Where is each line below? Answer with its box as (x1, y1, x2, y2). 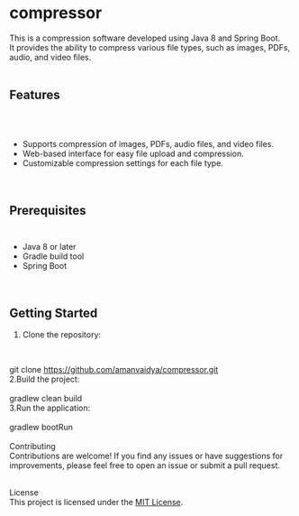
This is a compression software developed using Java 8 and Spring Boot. (9, 32, 281, 43)
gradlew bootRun (9, 422, 74, 433)
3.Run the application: (9, 402, 91, 413)
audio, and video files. (9, 51, 92, 62)
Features (9, 88, 60, 103)
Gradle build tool (22, 251, 85, 262)
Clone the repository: (22, 329, 102, 340)
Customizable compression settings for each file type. (22, 157, 223, 169)
